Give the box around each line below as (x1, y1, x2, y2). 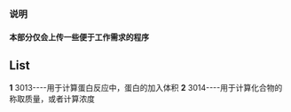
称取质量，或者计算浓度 (9, 93, 95, 104)
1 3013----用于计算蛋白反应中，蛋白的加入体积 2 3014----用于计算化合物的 (9, 83, 283, 93)
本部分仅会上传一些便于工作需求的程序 (9, 31, 149, 42)
